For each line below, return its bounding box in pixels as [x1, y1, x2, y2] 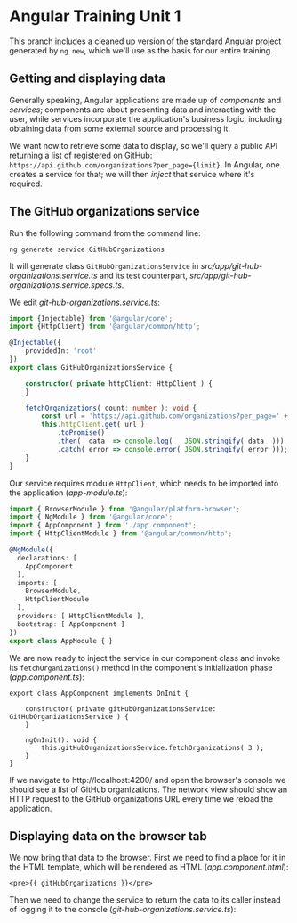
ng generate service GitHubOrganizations [9, 245, 165, 254]
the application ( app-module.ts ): [9, 487, 128, 498]
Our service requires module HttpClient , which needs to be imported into [9, 478, 279, 488]
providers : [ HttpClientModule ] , [17, 612, 145, 621]
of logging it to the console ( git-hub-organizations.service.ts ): [9, 904, 237, 915]
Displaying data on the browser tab [9, 829, 207, 844]
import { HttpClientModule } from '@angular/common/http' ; [9, 529, 233, 538]
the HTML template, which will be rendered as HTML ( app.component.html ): [9, 862, 289, 872]
